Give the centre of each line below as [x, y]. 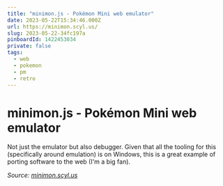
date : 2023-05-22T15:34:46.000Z [54, 20]
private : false [29, 46]
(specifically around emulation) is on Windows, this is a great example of [111, 155]
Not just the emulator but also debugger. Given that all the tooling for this [112, 147]
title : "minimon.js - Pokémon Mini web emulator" [81, 14]
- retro [25, 78]
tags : [15, 53]
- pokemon [28, 65]
